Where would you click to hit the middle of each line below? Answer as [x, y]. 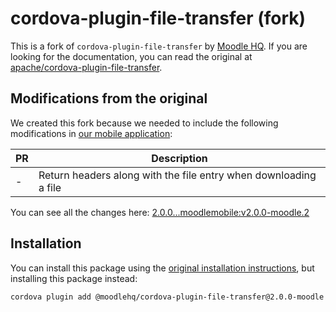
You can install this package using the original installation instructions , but [162, 268]
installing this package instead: [74, 278]
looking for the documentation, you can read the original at [131, 56]
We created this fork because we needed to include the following [144, 123]
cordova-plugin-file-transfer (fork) [158, 18]
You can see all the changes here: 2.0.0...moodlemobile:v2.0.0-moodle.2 [160, 212]
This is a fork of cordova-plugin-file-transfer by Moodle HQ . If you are [159, 46]
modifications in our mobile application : [91, 133]
